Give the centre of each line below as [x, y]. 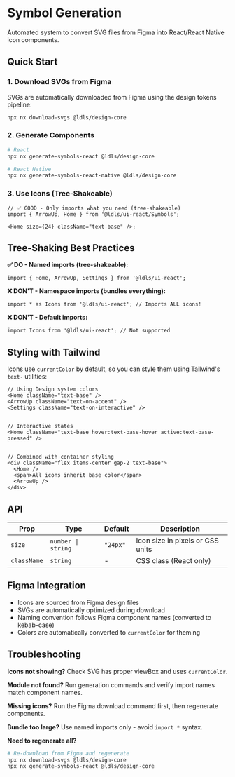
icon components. [33, 39]
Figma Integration [47, 586]
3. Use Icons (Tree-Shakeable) [60, 194]
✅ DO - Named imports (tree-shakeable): [68, 265]
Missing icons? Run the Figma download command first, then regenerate [113, 705]
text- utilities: [27, 377]
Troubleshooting [44, 655]
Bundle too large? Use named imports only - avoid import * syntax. [105, 727]
